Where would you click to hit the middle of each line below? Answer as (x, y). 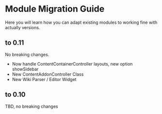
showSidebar (25, 69)
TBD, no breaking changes (32, 106)
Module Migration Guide (55, 9)
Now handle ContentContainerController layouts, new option (72, 64)
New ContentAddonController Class (48, 74)
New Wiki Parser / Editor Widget (44, 79)
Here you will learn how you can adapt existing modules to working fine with (81, 22)
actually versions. (23, 27)
